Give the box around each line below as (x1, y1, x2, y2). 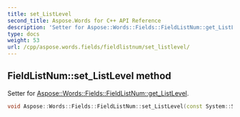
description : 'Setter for (7, 24, 84, 31)
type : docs (7, 30, 40, 38)
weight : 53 (7, 37, 40, 44)
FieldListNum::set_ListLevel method (7, 70, 171, 82)
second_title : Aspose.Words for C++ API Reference (7, 17, 161, 24)
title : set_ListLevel (7, 10, 72, 18)
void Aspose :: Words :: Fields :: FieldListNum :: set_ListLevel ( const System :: (7, 103, 232, 110)
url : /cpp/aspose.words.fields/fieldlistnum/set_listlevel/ (7, 44, 191, 51)
